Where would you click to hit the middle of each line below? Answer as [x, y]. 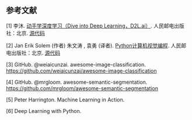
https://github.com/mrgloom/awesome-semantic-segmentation [82, 88]
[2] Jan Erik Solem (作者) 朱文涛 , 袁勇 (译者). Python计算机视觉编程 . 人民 [94, 45]
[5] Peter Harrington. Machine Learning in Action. [65, 100]
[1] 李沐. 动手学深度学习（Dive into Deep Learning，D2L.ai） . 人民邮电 [90, 26]
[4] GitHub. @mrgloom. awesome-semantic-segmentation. [77, 82]
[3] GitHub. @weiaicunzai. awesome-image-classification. [76, 64]
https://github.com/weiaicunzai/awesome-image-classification [81, 71]
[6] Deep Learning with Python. [44, 111]
